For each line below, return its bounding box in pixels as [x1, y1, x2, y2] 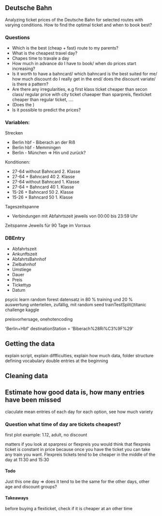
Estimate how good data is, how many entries [5, 388, 145, 397]
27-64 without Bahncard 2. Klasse [12, 168, 81, 174]
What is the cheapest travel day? [12, 50, 77, 56]
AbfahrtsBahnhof [12, 256, 46, 262]
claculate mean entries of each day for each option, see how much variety [5, 409, 153, 415]
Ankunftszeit [12, 251, 38, 257]
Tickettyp [12, 282, 31, 288]
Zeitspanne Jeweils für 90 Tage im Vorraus [5, 223, 91, 229]
